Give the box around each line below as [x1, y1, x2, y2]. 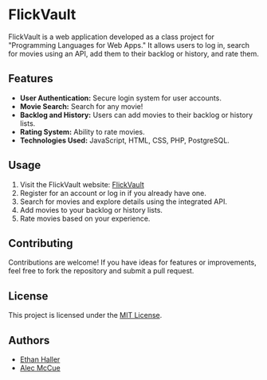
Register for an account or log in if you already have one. [19, 188, 207, 198]
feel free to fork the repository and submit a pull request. [8, 266, 194, 276]
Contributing [8, 237, 73, 250]
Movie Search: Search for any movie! [19, 101, 143, 111]
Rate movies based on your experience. [19, 214, 151, 223]
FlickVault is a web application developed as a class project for [8, 32, 215, 41]
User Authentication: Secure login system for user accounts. [19, 93, 222, 103]
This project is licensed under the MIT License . [8, 311, 163, 320]
